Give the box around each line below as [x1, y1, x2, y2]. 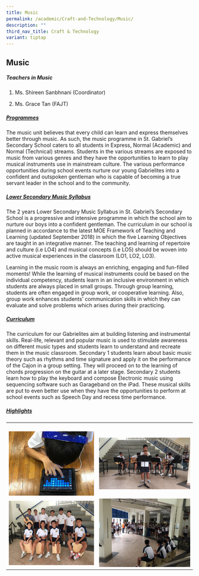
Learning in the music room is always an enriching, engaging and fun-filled [6, 264, 189, 271]
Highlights [6, 407, 33, 414]
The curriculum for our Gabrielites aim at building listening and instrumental [6, 331, 191, 338]
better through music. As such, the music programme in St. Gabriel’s [6, 136, 173, 143]
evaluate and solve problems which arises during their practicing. [6, 302, 166, 309]
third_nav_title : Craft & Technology [6, 29, 99, 34]
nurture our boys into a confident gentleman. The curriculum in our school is [6, 221, 192, 228]
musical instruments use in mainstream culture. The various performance [6, 160, 185, 168]
